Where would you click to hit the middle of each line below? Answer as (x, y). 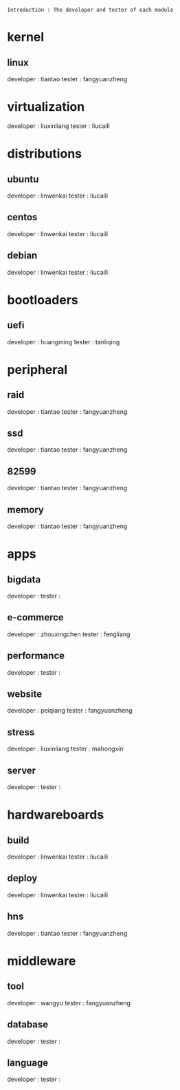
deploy (22, 878)
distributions (45, 154)
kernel (26, 37)
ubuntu (23, 179)
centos (22, 217)
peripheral (37, 369)
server (22, 770)
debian (22, 256)
